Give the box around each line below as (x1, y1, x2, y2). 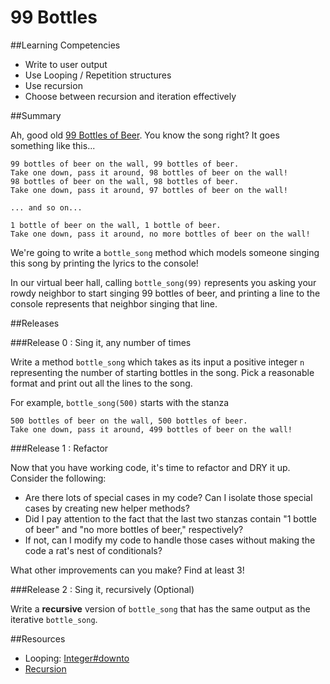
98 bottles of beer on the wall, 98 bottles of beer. (10, 176, 240, 186)
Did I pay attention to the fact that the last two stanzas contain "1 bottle (24, 512, 318, 525)
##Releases (10, 317, 60, 329)
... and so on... (10, 202, 83, 213)
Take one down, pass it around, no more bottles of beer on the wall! (10, 229, 311, 239)
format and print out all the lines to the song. (10, 377, 193, 389)
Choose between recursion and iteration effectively (24, 90, 237, 102)
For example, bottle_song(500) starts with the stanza (10, 396, 230, 408)
